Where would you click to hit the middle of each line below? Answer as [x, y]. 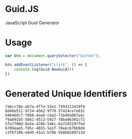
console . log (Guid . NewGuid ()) [44, 69]
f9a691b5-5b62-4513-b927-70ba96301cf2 [45, 120]
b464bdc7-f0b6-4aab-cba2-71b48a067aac [45, 115]
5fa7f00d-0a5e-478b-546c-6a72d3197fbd [45, 124]
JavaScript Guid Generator [32, 23]
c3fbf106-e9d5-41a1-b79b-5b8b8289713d [45, 133]
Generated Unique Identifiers [66, 93]
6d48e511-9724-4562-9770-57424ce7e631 [45, 111]
